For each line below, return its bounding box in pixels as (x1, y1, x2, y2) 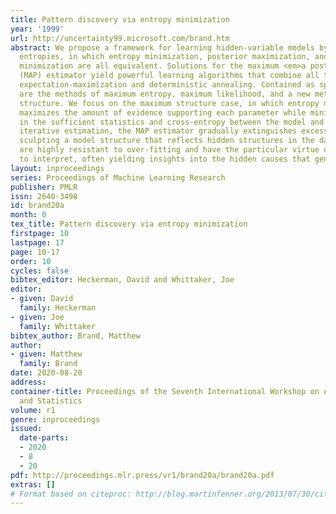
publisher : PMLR (10, 182, 78, 192)
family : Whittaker (19, 321, 97, 331)
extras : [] (10, 479, 56, 490)
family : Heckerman (19, 303, 97, 313)
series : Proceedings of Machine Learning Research (10, 172, 226, 183)
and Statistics (19, 396, 83, 406)
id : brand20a (10, 201, 65, 211)
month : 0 (10, 210, 47, 220)
